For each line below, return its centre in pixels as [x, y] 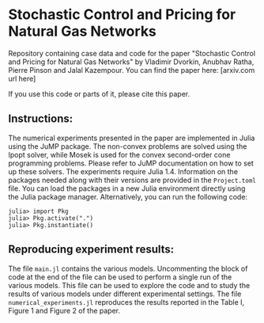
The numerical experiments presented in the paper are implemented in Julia [132, 138]
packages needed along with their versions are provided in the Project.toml [132, 180]
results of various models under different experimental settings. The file [125, 294]
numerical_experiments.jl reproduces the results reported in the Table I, [126, 302]
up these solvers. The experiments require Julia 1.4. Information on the [123, 171]
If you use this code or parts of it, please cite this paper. [99, 93]
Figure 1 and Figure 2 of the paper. [64, 310]
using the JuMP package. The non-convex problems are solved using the [128, 146]
